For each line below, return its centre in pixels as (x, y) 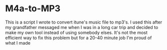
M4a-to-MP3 (33, 9)
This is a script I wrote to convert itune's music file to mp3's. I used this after (84, 22)
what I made (18, 43)
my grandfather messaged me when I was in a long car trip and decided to (82, 27)
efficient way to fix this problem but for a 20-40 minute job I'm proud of (79, 38)
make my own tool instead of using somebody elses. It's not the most (77, 32)
